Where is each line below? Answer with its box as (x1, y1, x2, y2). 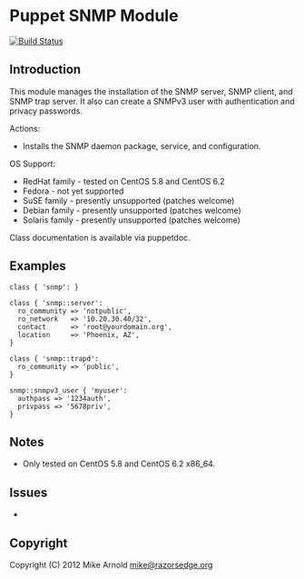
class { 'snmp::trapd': (9, 354, 100, 364)
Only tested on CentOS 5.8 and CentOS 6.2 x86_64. (22, 458, 216, 469)
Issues (9, 484, 48, 500)
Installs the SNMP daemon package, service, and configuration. (22, 140, 261, 151)
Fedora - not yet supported (22, 185, 124, 196)
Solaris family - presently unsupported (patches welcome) (22, 215, 240, 225)
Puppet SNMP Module (9, 5, 179, 26)
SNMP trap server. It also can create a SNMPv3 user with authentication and (9, 95, 295, 106)
